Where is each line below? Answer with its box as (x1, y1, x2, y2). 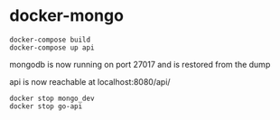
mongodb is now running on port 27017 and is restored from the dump (9, 59, 271, 69)
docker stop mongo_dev (9, 94, 95, 103)
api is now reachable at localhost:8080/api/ (9, 76, 171, 87)
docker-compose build (9, 35, 91, 44)
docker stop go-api (9, 101, 83, 111)
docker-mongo (9, 5, 125, 26)
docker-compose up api (9, 42, 95, 52)
